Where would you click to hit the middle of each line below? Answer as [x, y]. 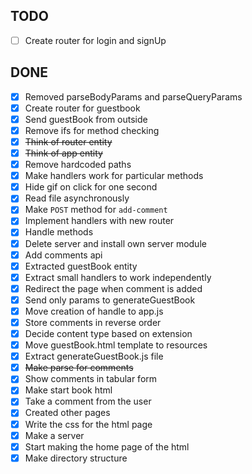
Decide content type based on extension [108, 333]
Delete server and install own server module [115, 243]
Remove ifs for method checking [92, 130]
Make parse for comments [79, 368]
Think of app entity [63, 153]
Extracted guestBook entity [81, 266]
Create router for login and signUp [95, 40]
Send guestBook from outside [86, 119]
